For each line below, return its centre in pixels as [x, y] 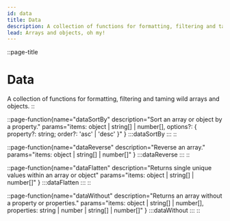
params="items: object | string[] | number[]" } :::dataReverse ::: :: [99, 154]
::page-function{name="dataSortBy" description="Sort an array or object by [115, 119]
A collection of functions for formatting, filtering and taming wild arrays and [114, 99]
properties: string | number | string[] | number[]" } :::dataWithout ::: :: [104, 211]
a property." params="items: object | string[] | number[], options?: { [102, 127]
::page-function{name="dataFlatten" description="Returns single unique [110, 168]
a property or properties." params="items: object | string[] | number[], [105, 203]
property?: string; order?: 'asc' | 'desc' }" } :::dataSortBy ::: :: [92, 134]
